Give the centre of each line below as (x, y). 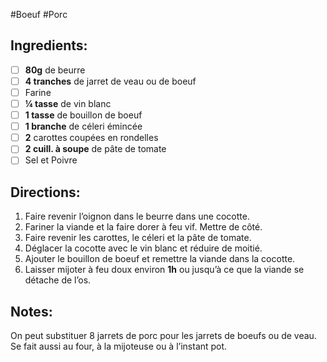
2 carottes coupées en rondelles (91, 138)
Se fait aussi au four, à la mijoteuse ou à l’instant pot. (119, 346)
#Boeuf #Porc (39, 14)
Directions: (45, 192)
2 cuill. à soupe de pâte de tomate (95, 149)
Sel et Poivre (51, 160)
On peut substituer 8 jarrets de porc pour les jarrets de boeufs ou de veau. (163, 335)
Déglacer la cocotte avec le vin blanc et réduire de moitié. (143, 248)
